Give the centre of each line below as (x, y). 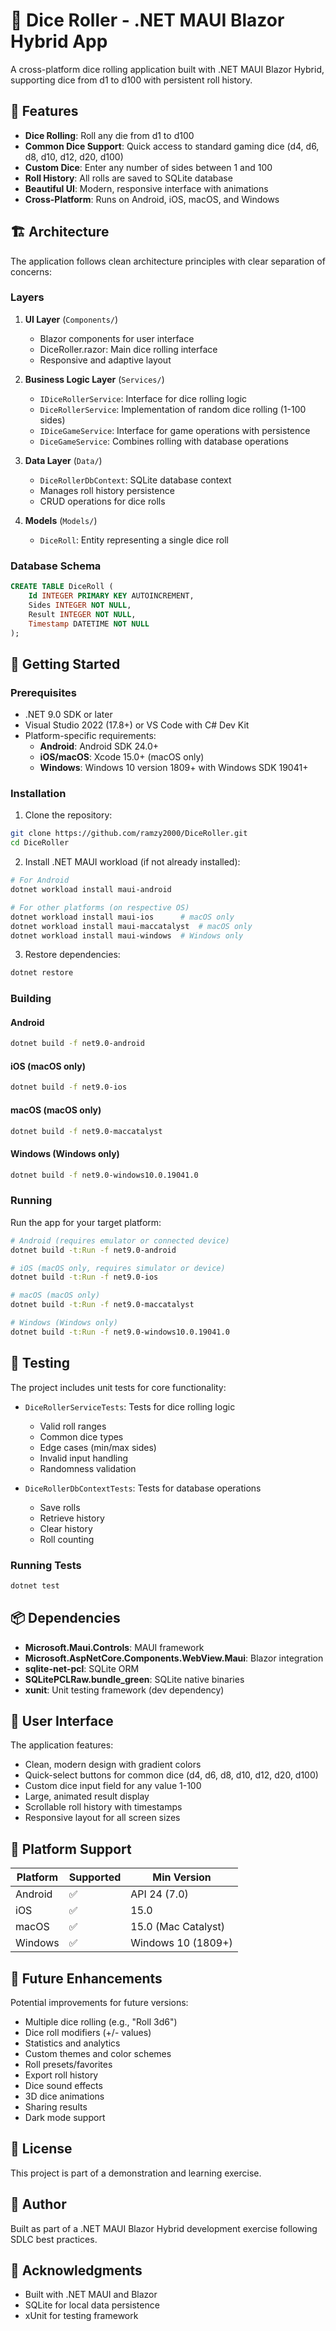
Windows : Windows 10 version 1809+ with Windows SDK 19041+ (174, 768)
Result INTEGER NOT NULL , (82, 614)
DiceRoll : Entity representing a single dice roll (134, 540)
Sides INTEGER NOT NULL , (80, 605)
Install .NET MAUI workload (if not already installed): (132, 862)
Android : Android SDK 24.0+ (99, 746)
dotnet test (35, 1585)
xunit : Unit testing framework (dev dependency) (124, 1690)
